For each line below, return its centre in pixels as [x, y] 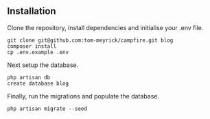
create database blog [38, 83]
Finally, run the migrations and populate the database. [83, 96]
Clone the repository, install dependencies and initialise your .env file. [105, 27]
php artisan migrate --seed [47, 109]
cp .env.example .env [38, 52]
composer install [32, 46]
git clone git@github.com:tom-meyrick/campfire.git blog [90, 40]
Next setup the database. [43, 65]
